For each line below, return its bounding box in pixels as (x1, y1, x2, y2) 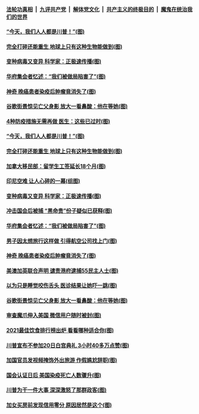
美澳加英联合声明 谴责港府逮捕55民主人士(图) (6, 267, 119, 274)
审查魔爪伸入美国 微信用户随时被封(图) (6, 311, 101, 319)
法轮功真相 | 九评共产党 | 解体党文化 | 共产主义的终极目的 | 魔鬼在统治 (6, 5, 188, 13)
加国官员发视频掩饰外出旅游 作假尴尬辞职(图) (6, 357, 118, 364)
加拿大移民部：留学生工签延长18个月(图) (6, 162, 106, 170)
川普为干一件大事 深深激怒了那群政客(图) (6, 386, 107, 393)
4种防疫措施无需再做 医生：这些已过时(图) (6, 118, 110, 125)
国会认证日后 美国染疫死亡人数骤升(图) (6, 371, 101, 378)
